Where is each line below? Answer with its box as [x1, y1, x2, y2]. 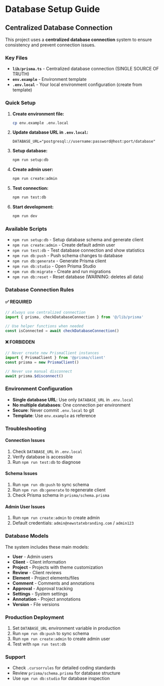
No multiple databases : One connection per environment [12, 402, 131, 408]
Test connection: [12, 185, 49, 191]
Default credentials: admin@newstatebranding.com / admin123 [12, 520, 134, 526]
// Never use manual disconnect [5, 368, 72, 374]
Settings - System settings [12, 591, 68, 597]
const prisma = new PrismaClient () [5, 359, 79, 365]
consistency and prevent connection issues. [5, 42, 96, 48]
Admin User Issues [5, 503, 45, 510]
